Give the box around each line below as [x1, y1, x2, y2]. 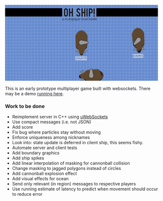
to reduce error [12, 191, 43, 197]
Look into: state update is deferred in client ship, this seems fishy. [12, 140, 144, 146]
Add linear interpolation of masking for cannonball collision [12, 160, 130, 166]
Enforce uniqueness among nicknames [12, 134, 90, 140]
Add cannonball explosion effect [12, 170, 77, 177]
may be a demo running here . [5, 91, 64, 97]
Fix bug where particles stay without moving [12, 129, 101, 135]
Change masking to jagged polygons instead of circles [12, 166, 121, 171]
